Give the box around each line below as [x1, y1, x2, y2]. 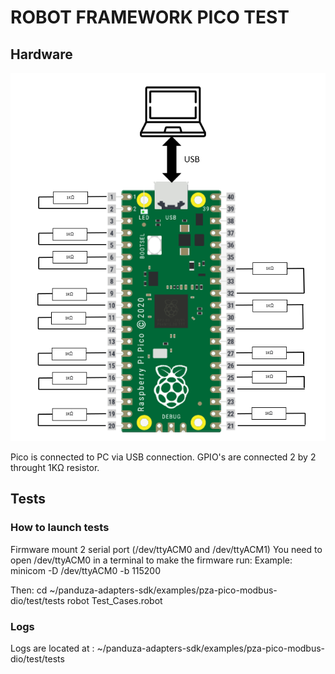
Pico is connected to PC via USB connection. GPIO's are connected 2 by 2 [10, 451, 317, 463]
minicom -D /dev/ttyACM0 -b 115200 [10, 564, 162, 576]
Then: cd [10, 584, 48, 596]
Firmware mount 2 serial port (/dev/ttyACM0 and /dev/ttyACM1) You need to [10, 543, 323, 555]
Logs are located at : [10, 642, 95, 654]
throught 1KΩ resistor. [10, 461, 100, 473]
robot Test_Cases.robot [66, 594, 163, 606]
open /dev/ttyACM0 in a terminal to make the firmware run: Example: [10, 554, 293, 566]
